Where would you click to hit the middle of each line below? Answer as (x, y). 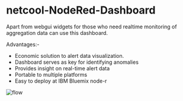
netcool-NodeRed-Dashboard (81, 10)
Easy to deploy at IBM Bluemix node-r (61, 81)
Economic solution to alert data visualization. (69, 56)
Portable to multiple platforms (51, 74)
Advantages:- (23, 44)
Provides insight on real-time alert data (62, 68)
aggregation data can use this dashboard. (57, 32)
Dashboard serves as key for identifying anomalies (77, 62)
